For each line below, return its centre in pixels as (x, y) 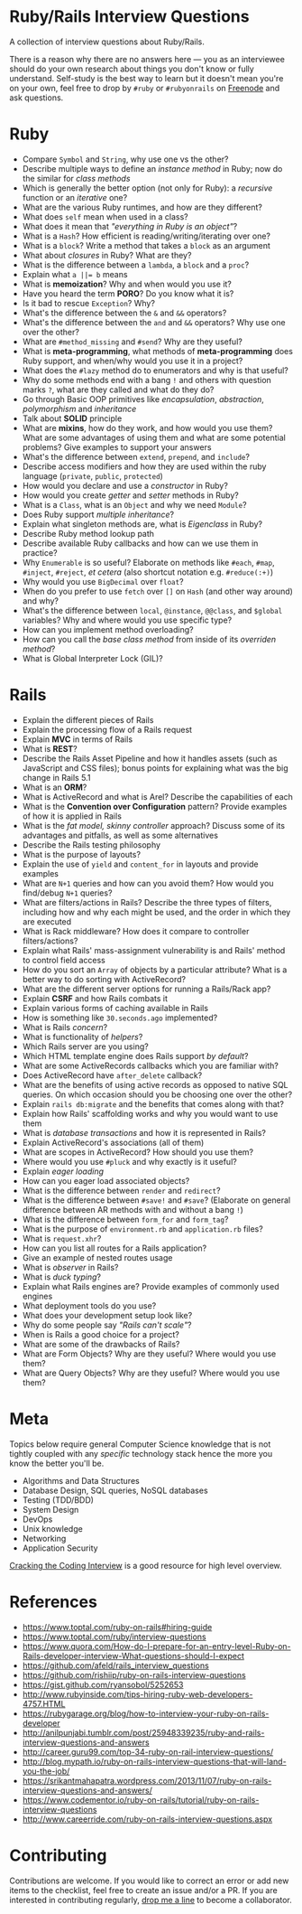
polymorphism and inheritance (79, 408)
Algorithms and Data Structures (81, 1480)
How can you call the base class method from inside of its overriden (149, 639)
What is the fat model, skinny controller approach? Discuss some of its (154, 825)
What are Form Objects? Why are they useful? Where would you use (149, 1354)
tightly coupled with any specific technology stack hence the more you (141, 1453)
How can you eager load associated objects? (106, 1180)
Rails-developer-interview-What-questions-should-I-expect (133, 1656)
